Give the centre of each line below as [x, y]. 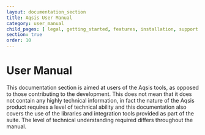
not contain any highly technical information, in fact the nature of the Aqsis [100, 100]
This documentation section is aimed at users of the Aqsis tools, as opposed [102, 87]
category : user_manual [35, 23]
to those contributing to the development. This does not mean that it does [99, 94]
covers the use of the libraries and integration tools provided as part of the [100, 113]
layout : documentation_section [46, 12]
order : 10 [19, 40]
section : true [24, 35]
